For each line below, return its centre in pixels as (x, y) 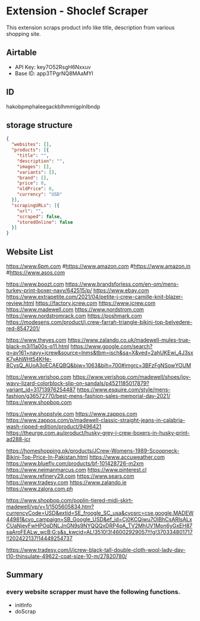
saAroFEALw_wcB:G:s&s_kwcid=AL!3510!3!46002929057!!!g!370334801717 (99, 532)
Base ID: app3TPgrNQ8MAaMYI (54, 73)
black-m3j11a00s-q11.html (38, 346)
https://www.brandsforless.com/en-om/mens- (122, 284)
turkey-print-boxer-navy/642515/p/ (49, 290)
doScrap (25, 611)
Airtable (21, 53)
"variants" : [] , (37, 172)
